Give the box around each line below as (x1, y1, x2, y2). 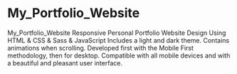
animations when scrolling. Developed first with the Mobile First (7, 43, 194, 52)
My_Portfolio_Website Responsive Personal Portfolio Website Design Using (7, 28, 226, 37)
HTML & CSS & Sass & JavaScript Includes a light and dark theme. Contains (7, 36, 230, 44)
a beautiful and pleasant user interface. (7, 58, 123, 67)
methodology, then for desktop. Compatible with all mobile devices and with (7, 51, 231, 60)
